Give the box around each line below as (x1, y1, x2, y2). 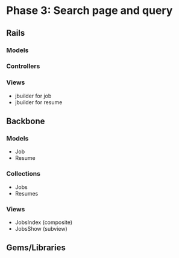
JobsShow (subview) (14, 225, 68, 232)
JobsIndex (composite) (14, 219, 73, 226)
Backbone (6, 116, 45, 127)
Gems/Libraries (6, 243, 66, 253)
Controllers (6, 62, 40, 70)
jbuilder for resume (14, 98, 63, 106)
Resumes (14, 190, 39, 197)
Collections (6, 170, 41, 178)
